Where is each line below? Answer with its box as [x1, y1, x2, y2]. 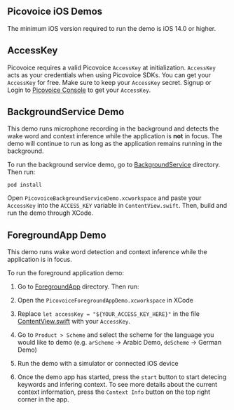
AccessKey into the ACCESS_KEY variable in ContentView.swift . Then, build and [7, 201, 228, 210]
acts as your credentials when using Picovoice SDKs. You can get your [7, 70, 212, 79]
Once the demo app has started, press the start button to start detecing [17, 373, 227, 381]
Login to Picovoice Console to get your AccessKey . [7, 86, 151, 94]
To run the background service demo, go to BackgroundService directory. [7, 161, 221, 169]
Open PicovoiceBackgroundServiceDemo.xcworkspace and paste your [7, 194, 202, 202]
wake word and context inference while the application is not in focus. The [7, 132, 223, 140]
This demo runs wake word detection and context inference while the [7, 248, 208, 256]
